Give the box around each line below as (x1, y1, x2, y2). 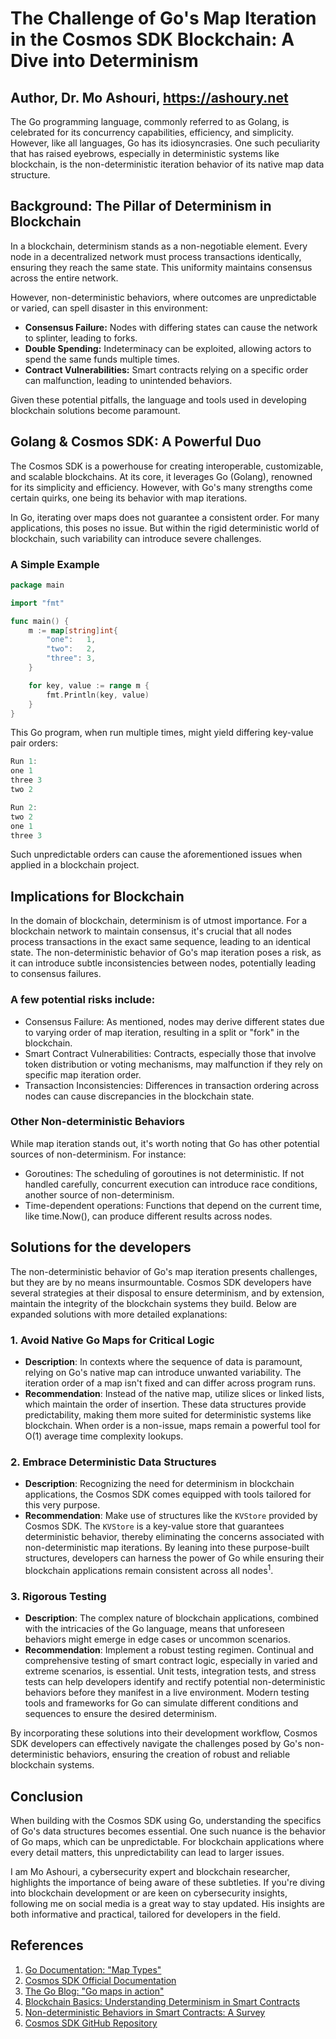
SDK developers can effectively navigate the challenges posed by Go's (10, 1738, 303, 1750)
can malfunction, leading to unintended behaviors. (24, 374, 233, 386)
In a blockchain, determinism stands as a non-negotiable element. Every (10, 240, 308, 252)
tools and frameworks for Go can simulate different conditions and (24, 1697, 299, 1709)
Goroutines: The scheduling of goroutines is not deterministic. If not (24, 1167, 305, 1179)
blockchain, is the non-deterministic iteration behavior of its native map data (10, 158, 325, 170)
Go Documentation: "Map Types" (24, 1963, 162, 1976)
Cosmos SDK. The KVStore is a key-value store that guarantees (24, 1520, 285, 1532)
